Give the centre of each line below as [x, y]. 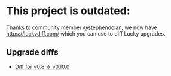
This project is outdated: [68, 11]
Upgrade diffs [32, 53]
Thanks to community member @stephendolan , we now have [82, 27]
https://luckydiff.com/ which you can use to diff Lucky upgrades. [86, 33]
